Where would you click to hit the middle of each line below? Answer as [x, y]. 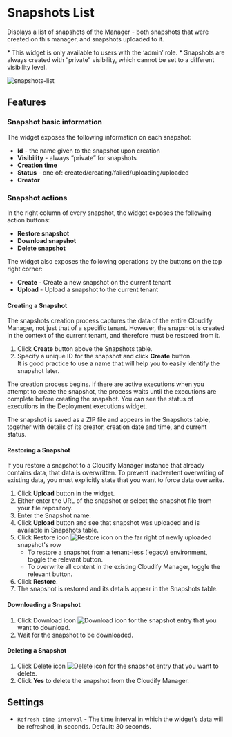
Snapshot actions [37, 198]
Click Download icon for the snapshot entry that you [117, 620]
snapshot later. [38, 371]
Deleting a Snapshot [37, 651]
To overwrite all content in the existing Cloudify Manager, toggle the [124, 567]
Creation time [37, 165]
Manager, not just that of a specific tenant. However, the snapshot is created [116, 328]
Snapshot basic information [55, 122]
